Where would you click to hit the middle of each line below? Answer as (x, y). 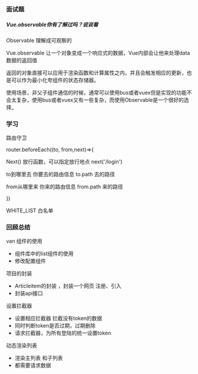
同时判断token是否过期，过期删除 (55, 326)
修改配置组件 (30, 261)
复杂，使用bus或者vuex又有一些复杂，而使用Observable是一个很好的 (100, 100)
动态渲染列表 (22, 346)
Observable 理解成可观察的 (39, 40)
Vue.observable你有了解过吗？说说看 (52, 24)
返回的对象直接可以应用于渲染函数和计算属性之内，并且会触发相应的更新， (96, 72)
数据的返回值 (22, 60)
